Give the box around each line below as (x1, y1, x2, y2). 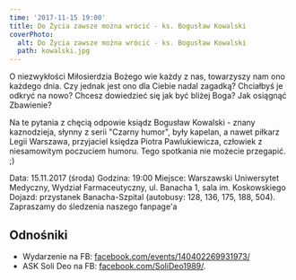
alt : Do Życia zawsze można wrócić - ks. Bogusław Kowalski (17, 38, 247, 48)
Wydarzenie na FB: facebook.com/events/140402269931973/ (22, 250, 251, 261)
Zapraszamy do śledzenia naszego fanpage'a (9, 201, 178, 212)
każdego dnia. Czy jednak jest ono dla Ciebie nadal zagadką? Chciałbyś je (9, 81, 283, 92)
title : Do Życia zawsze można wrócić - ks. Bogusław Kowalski (9, 22, 247, 31)
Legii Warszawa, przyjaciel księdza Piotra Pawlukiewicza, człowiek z (9, 136, 263, 147)
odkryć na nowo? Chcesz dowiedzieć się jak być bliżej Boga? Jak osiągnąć (9, 91, 287, 101)
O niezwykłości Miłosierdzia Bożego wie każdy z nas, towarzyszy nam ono (9, 71, 285, 82)
